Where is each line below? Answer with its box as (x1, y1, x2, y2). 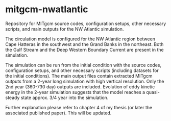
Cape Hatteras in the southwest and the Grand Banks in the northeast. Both (5, 41, 164, 47)
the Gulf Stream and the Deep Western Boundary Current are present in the (5, 46, 164, 53)
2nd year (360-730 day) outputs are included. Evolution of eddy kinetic (5, 83, 155, 90)
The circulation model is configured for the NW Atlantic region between (5, 36, 156, 42)
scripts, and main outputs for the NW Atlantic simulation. (5, 26, 124, 32)
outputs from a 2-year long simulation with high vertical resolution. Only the (5, 78, 164, 84)
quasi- (146, 89, 160, 95)
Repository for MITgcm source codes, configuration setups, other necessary (5, 20, 166, 27)
